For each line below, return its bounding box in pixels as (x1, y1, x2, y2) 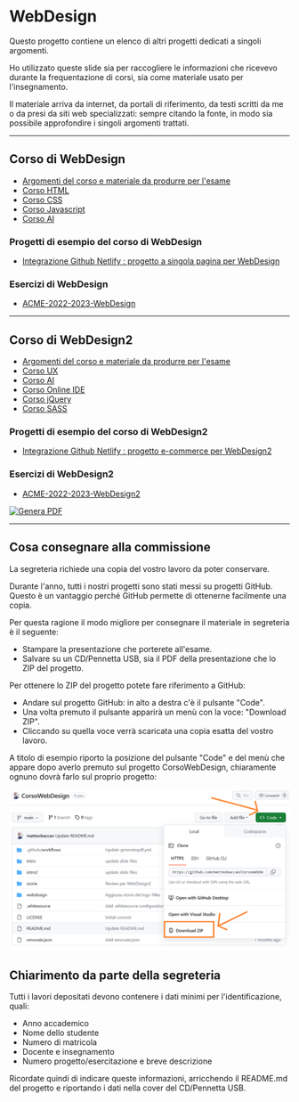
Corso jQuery (21, 394, 72, 404)
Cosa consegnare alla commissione (9, 540, 211, 555)
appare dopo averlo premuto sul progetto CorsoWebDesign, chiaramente (9, 762, 277, 772)
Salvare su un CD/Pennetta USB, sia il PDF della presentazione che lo (21, 653, 277, 664)
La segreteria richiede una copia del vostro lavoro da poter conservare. (9, 563, 270, 574)
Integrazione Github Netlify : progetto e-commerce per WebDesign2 (21, 445, 272, 456)
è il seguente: (9, 626, 60, 637)
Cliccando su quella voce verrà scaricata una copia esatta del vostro (21, 725, 274, 736)
